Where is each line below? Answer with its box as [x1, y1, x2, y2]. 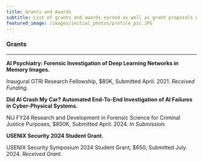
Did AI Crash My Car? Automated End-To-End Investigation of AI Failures [6, 96, 193, 103]
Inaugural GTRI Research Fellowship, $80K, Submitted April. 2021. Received [6, 77, 195, 85]
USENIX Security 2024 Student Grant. [6, 132, 104, 139]
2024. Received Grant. [6, 150, 62, 157]
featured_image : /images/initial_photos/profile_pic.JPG [6, 20, 153, 26]
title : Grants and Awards [6, 8, 71, 15]
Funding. [6, 84, 28, 91]
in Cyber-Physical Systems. [6, 102, 78, 109]
